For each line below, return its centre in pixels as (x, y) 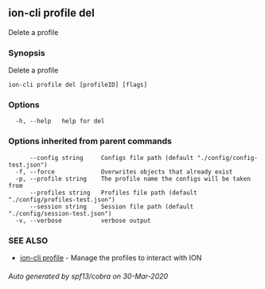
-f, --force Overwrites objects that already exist (124, 172)
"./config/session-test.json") (60, 213)
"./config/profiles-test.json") (62, 199)
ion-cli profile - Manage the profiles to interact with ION (111, 258)
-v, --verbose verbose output (83, 221)
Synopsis (27, 53)
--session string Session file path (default (111, 206)
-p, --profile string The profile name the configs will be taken (133, 178)
